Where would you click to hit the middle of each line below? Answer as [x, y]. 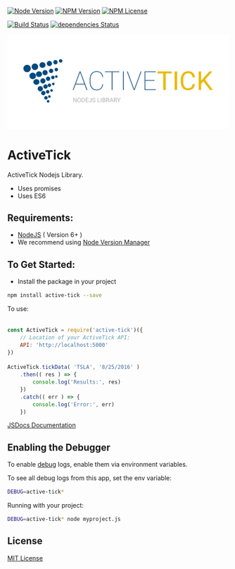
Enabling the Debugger [59, 447]
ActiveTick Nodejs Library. [45, 175]
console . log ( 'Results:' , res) [77, 382]
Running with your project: [46, 506]
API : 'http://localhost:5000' [64, 345]
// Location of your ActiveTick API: [75, 337]
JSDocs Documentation [42, 425]
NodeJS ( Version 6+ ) [50, 235]
